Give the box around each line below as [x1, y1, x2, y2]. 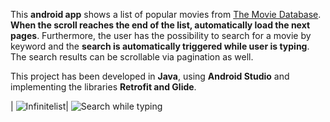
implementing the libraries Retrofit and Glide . [10, 81, 197, 93]
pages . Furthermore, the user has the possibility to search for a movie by [10, 30, 312, 41]
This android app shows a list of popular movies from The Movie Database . [10, 9, 322, 20]
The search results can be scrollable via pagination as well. [10, 51, 254, 63]
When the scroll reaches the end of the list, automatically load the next [10, 19, 311, 31]
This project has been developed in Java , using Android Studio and [10, 70, 290, 82]
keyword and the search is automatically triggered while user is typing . [10, 40, 310, 52]
